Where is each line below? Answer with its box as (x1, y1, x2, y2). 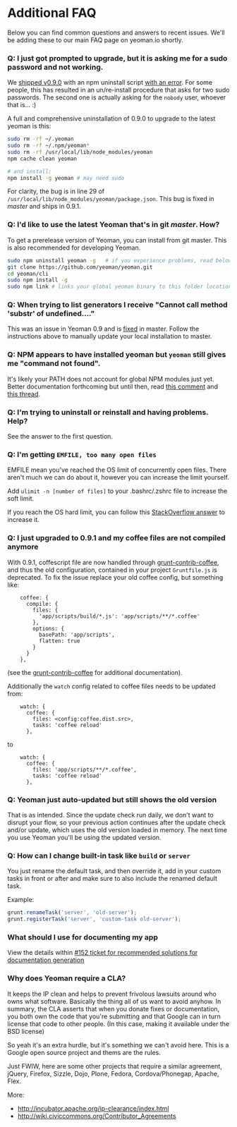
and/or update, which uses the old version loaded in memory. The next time (7, 825, 228, 834)
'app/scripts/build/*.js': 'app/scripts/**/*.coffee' (38, 612, 200, 620)
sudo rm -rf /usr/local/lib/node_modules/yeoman (7, 148, 153, 156)
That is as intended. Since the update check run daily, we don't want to (7, 810, 214, 819)
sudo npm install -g (7, 276, 68, 284)
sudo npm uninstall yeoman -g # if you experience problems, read (7, 257, 213, 264)
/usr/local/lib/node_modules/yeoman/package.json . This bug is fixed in (7, 195, 214, 203)
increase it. (7, 516, 40, 524)
